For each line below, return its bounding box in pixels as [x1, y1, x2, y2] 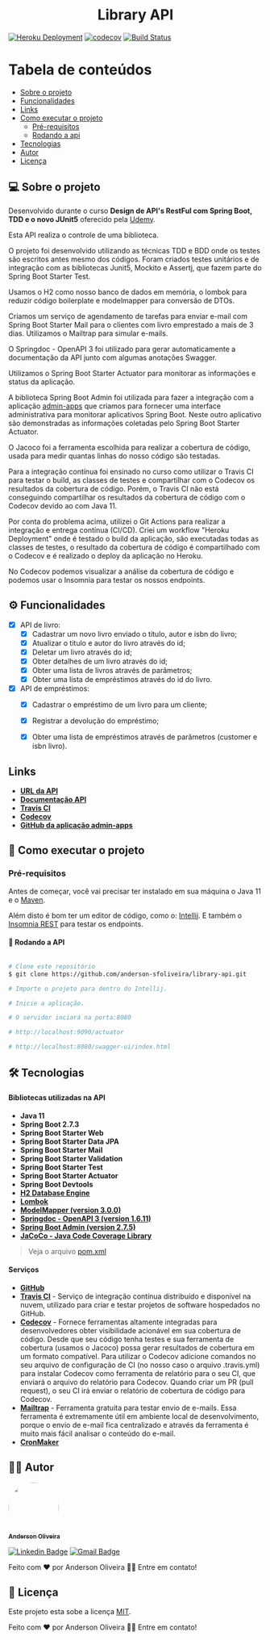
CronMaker [19, 1437, 59, 1446]
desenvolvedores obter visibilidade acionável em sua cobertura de [19, 1325, 242, 1335]
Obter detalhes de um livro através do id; [31, 656, 168, 666]
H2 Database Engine [19, 1188, 90, 1198]
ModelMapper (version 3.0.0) [19, 1205, 122, 1215]
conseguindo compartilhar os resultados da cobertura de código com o [8, 492, 246, 502]
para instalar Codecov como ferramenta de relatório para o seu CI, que [19, 1368, 256, 1378]
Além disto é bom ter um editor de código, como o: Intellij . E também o [8, 910, 243, 920]
